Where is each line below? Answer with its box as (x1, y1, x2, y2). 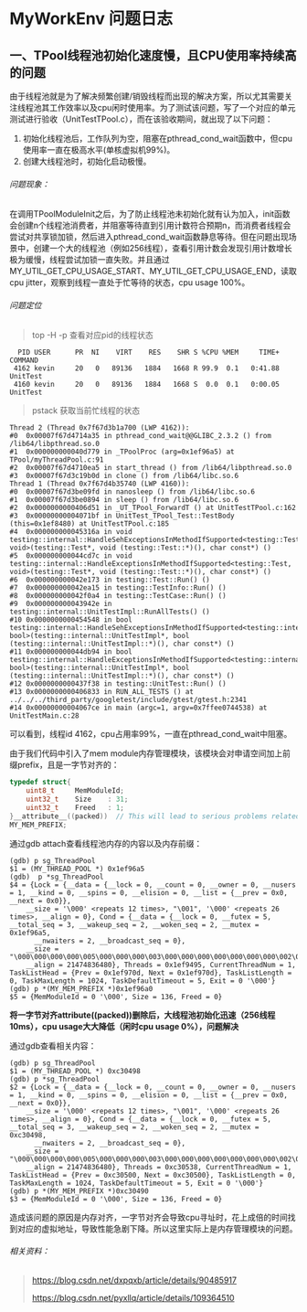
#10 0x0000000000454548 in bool (9, 615, 132, 624)
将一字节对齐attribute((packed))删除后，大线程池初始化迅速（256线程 (9, 1009, 276, 1020)
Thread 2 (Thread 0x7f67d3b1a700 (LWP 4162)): (9, 423, 190, 432)
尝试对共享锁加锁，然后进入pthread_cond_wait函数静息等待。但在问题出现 (9, 231, 290, 242)
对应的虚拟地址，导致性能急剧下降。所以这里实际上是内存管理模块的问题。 (16, 1222, 298, 1234)
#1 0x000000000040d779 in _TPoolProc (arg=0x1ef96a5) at (9, 447, 235, 457)
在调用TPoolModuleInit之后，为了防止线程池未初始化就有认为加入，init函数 (9, 208, 291, 219)
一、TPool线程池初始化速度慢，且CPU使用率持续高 (9, 48, 297, 63)
